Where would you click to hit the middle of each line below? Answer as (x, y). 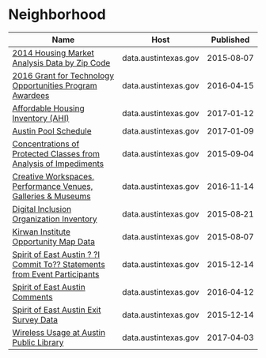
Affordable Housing (48, 108)
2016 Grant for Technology (63, 75)
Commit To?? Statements (59, 264)
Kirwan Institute (42, 232)
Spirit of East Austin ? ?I (56, 254)
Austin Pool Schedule (52, 130)
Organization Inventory (55, 219)
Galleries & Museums (51, 196)
